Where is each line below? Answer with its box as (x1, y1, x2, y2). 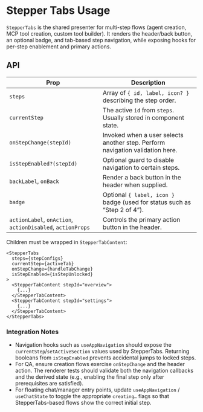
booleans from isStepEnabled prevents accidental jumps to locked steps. (14, 354, 196, 361)
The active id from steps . (102, 106, 174, 114)
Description (130, 78, 166, 86)
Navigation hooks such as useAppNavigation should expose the (14, 341, 172, 349)
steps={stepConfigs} (11, 255, 63, 262)
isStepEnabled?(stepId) (9, 160, 78, 167)
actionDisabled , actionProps (9, 223, 91, 231)
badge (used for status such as (102, 198, 192, 206)
